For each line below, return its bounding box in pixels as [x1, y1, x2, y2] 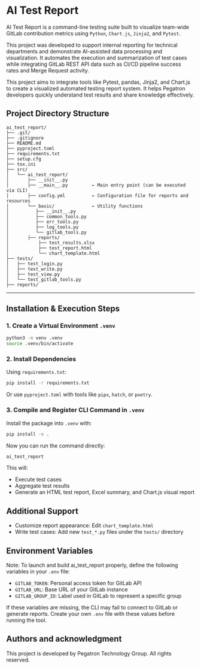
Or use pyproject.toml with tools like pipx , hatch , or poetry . [6, 391, 153, 398]
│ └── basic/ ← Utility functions [6, 203, 144, 209]
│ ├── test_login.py [6, 261, 63, 267]
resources [6, 198, 31, 204]
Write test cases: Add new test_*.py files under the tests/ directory [14, 528, 184, 536]
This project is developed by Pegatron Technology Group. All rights [6, 649, 172, 657]
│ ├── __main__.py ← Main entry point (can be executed [6, 182, 186, 188]
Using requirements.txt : [6, 368, 67, 376]
